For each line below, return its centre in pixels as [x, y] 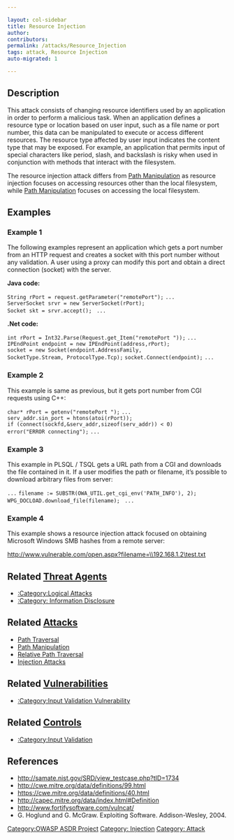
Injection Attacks [42, 662]
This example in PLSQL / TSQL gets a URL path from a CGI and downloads [115, 464]
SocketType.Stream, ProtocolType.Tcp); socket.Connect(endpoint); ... [111, 358]
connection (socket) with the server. [59, 270]
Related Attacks [43, 623]
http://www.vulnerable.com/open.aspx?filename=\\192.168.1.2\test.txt [107, 555]
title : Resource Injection [46, 26]
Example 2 [25, 375]
